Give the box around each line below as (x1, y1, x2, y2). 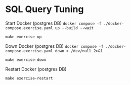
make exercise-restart (5, 75, 53, 81)
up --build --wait (55, 25, 94, 31)
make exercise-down (5, 57, 47, 62)
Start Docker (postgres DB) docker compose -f (5, 20, 102, 26)
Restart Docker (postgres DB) (5, 66, 67, 72)
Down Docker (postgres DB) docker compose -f (5, 43, 104, 49)
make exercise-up (5, 34, 42, 39)
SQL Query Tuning (5, 4, 84, 15)
